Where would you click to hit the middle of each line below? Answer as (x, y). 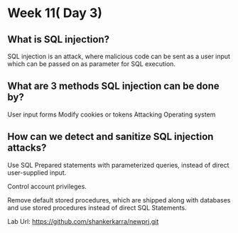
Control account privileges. (47, 186)
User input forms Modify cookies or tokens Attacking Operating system (112, 114)
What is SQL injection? (59, 39)
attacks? (27, 148)
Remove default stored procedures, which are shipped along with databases (119, 200)
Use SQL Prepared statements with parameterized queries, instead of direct (118, 165)
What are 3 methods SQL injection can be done (114, 86)
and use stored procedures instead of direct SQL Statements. (97, 207)
